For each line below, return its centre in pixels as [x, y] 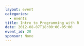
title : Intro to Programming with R [42, 23]
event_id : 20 [18, 32]
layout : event [19, 9]
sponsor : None [19, 36]
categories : [17, 14]
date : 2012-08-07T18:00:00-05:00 [39, 27]
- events [18, 18]
